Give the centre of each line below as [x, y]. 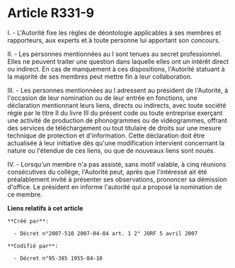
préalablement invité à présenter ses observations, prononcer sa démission [117, 179]
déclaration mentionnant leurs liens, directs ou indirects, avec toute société [117, 105]
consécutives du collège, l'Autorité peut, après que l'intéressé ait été [107, 172]
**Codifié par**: [33, 246]
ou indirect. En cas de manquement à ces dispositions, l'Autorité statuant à [116, 69]
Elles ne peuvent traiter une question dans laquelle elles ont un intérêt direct [118, 61]
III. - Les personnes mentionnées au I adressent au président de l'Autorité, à [118, 90]
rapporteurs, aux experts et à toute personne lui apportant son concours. [114, 40]
